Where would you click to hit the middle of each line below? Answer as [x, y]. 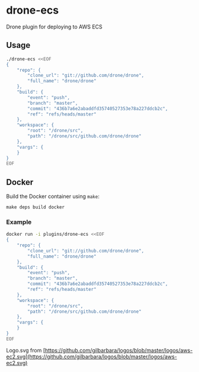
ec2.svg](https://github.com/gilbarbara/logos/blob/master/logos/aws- [92, 357]
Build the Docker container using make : [53, 197]
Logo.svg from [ [26, 350]
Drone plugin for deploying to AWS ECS [54, 27]
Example [19, 222]
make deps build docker [36, 207]
